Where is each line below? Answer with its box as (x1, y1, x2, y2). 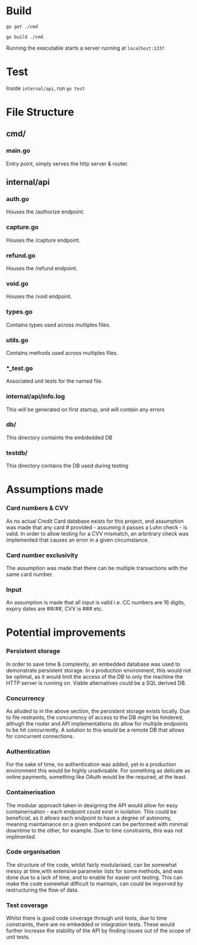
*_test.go (6, 364, 34, 372)
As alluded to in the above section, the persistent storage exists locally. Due (6, 707, 190, 714)
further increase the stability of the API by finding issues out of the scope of (6, 927, 191, 934)
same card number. (6, 571, 54, 578)
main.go (6, 147, 31, 155)
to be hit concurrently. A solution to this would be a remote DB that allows (6, 726, 185, 733)
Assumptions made (6, 483, 104, 496)
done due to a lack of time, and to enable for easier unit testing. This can (6, 873, 183, 881)
